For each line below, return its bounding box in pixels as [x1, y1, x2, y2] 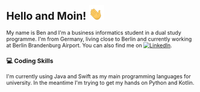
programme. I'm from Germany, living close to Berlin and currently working [6, 35, 192, 42]
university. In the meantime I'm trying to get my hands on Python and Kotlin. [6, 79, 195, 86]
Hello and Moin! [6, 9, 87, 23]
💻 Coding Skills [6, 57, 54, 65]
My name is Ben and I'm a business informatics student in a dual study [6, 29, 182, 36]
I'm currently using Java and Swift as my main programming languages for [6, 72, 192, 79]
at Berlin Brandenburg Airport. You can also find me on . [6, 41, 173, 49]
